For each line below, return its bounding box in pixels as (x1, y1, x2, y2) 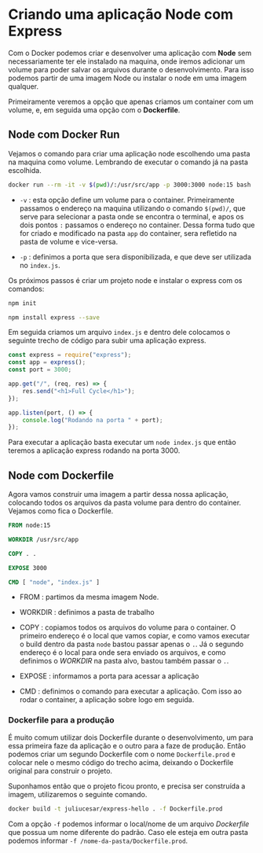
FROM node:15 (8, 521, 51, 530)
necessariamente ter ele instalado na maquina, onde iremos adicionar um (8, 57, 246, 66)
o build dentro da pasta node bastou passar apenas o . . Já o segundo (19, 639, 244, 649)
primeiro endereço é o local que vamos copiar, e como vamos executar (19, 631, 250, 641)
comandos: (8, 284, 45, 293)
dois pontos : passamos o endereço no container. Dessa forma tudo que (19, 220, 255, 230)
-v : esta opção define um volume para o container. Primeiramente (19, 195, 235, 204)
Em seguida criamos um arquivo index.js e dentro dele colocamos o (8, 328, 231, 337)
